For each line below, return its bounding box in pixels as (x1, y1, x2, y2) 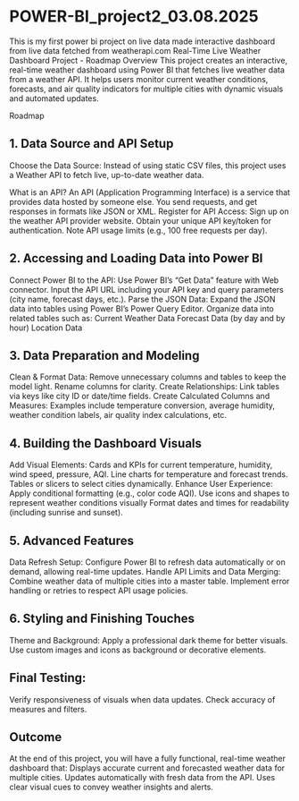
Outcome (9, 729, 62, 745)
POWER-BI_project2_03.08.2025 (9, 6, 259, 27)
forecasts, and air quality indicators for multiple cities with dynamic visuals (9, 83, 284, 94)
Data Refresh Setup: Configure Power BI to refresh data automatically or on (9, 557, 286, 567)
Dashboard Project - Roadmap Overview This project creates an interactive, (9, 55, 288, 65)
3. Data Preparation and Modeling (9, 347, 200, 363)
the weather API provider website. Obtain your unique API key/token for (9, 215, 272, 226)
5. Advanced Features (9, 533, 135, 548)
